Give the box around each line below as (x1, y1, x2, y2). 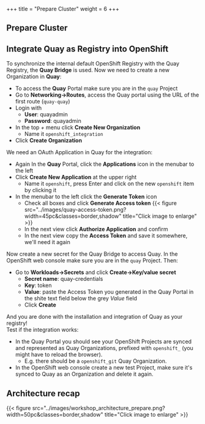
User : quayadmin (24, 111, 69, 118)
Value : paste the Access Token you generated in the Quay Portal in (24, 288, 194, 296)
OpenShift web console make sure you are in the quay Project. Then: (6, 257, 179, 264)
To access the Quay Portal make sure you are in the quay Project (15, 85, 178, 92)
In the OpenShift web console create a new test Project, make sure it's (15, 364, 193, 371)
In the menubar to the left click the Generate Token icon (15, 193, 157, 201)
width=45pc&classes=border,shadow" (24, 212, 122, 220)
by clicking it (24, 187, 57, 194)
